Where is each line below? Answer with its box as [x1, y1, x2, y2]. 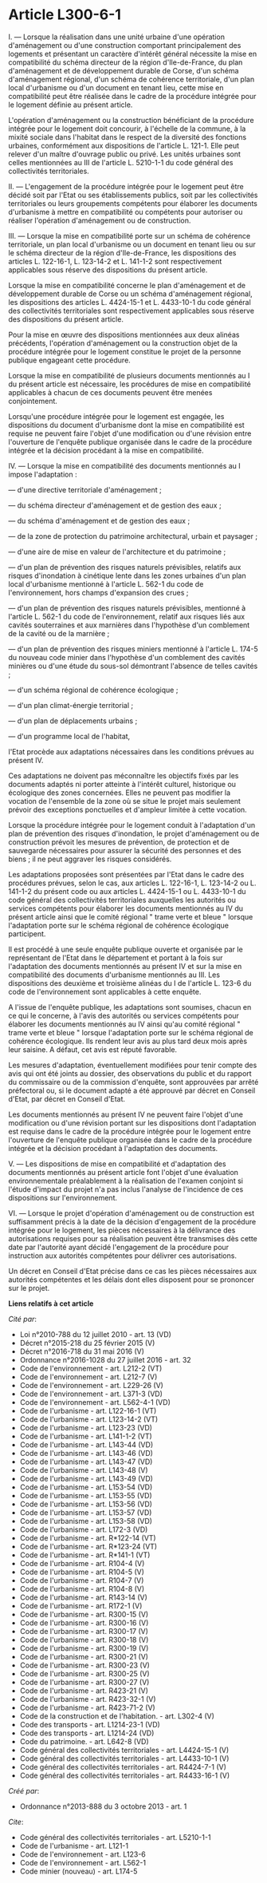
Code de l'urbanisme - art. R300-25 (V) [19, 1668, 150, 1678]
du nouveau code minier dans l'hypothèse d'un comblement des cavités [8, 652, 245, 662]
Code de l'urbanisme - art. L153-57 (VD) [19, 1507, 152, 1517]
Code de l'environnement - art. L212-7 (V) [19, 1371, 158, 1382]
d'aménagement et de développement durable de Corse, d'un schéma [8, 65, 239, 75]
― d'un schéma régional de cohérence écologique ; [8, 685, 179, 694]
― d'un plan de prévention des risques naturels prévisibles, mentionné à [8, 603, 246, 612]
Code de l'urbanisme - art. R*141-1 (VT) [19, 1550, 151, 1560]
